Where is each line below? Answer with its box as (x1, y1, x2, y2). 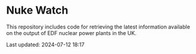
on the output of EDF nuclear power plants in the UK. (6, 29, 137, 36)
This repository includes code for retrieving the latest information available (6, 23, 191, 30)
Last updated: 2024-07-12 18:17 (6, 41, 85, 48)
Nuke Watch (6, 4, 69, 17)
